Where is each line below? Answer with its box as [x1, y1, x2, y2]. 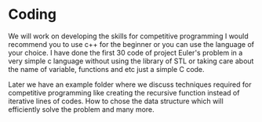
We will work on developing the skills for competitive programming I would [8, 31, 249, 41]
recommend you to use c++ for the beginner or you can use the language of [8, 39, 255, 48]
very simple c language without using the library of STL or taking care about [8, 56, 254, 66]
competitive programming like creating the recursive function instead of [8, 88, 240, 97]
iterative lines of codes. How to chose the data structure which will [8, 96, 224, 106]
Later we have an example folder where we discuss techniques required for [8, 80, 252, 89]
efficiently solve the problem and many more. [8, 104, 155, 114]
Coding [8, 5, 57, 23]
